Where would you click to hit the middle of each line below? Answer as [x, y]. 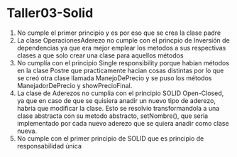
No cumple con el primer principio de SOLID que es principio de [110, 138]
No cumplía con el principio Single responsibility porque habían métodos [123, 63]
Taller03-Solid [50, 13]
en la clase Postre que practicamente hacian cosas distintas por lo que [120, 70]
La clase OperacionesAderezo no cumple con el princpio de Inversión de [123, 40]
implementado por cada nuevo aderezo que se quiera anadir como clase [123, 123]
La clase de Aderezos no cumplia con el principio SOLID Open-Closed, [120, 93]
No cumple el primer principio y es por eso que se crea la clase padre [119, 33]
